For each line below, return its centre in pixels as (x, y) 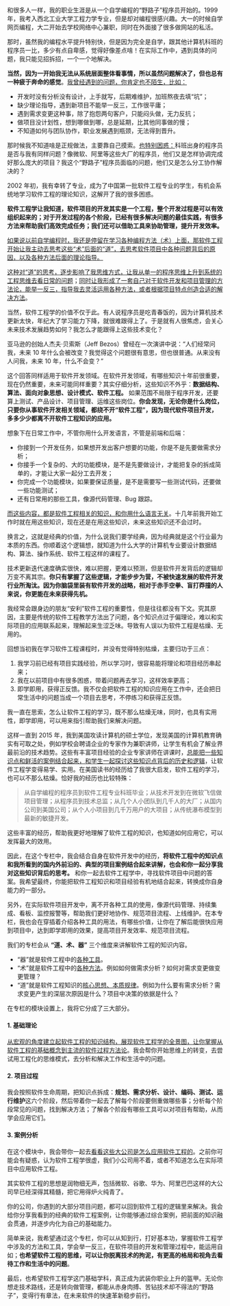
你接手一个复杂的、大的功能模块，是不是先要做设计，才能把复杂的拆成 (116, 465)
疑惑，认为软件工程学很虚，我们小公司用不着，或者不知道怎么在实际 (121, 1160)
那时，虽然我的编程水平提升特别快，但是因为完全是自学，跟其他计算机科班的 (115, 42)
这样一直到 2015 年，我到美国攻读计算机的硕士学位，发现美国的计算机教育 (112, 735)
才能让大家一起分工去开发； (74, 473)
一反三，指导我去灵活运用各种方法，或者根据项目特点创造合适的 (127, 289)
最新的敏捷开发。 (48, 818)
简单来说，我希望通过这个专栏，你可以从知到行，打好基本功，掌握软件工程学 (115, 1238)
